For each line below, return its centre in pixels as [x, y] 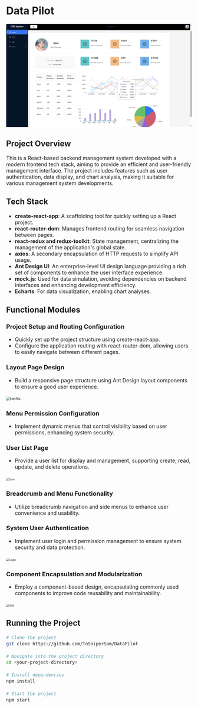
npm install [21, 681]
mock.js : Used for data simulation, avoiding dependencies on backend [100, 278]
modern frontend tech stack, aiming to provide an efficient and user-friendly [99, 164]
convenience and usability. [47, 513]
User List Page [27, 447]
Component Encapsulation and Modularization [74, 574]
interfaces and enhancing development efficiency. [75, 285]
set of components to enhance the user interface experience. [89, 272]
